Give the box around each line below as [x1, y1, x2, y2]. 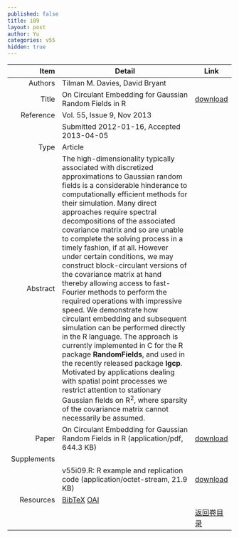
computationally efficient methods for [61, 189, 188, 199]
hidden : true [7, 43, 46, 51]
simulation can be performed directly [61, 323, 186, 332]
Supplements [11, 454, 55, 464]
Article [61, 142, 84, 152]
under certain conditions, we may [61, 252, 174, 261]
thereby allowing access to [61, 278, 152, 288]
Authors [28, 78, 55, 88]
